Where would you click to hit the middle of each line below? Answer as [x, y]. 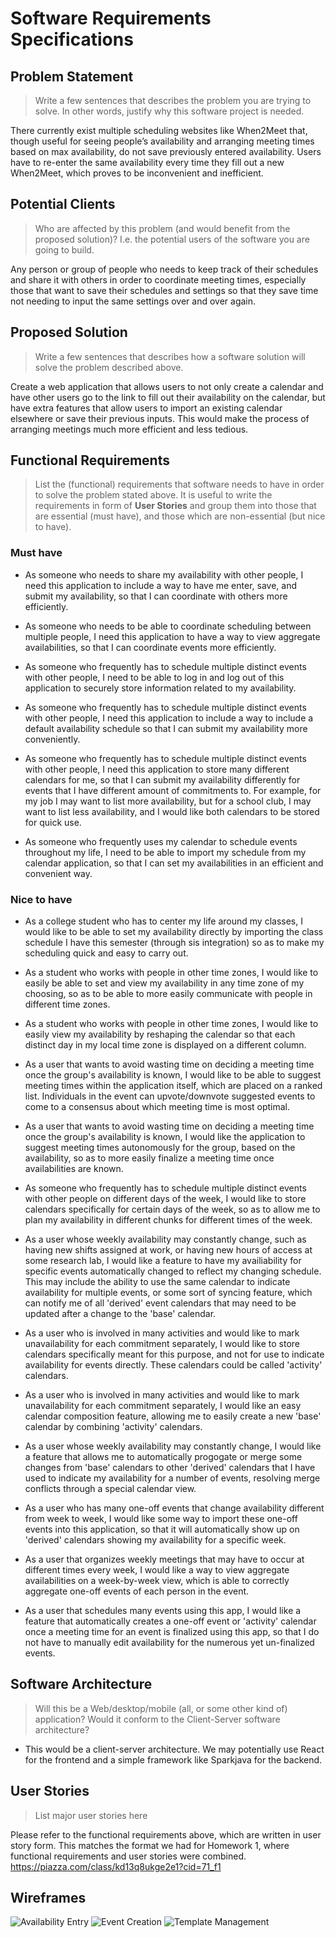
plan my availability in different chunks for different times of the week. [168, 1220]
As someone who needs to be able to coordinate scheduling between [168, 626]
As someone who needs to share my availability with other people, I [164, 574]
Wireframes [48, 1898]
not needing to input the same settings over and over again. [133, 301]
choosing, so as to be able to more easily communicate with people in [168, 994]
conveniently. [52, 739]
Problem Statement [72, 76]
